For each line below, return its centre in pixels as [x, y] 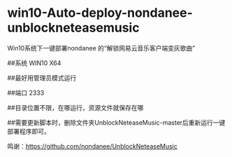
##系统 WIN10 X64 [34, 63]
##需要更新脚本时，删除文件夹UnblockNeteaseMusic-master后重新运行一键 [116, 122]
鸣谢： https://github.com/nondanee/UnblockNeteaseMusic [93, 146]
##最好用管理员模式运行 [42, 78]
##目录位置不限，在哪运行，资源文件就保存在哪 [75, 107]
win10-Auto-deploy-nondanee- [100, 13]
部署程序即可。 [29, 131]
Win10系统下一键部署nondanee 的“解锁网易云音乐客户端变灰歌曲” [101, 48]
